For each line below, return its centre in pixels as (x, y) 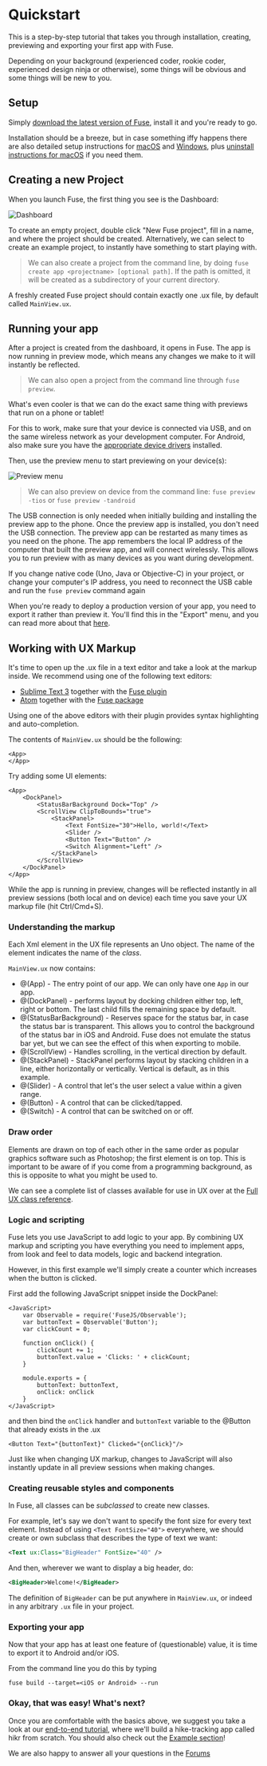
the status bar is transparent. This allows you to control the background (137, 1027)
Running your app (53, 328)
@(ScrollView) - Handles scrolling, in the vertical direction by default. (133, 1052)
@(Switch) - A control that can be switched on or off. (106, 1111)
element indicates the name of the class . (75, 953)
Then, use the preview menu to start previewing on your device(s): (118, 460)
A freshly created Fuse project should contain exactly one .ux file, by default (133, 295)
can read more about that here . (59, 623)
